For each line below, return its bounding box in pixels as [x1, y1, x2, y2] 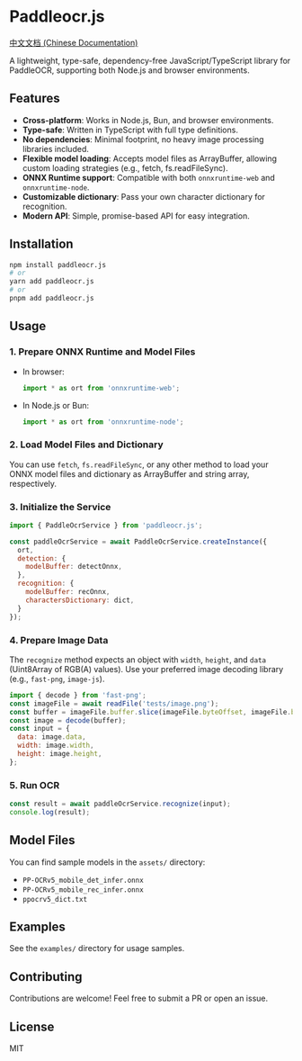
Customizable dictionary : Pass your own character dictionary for [22, 191, 265, 202]
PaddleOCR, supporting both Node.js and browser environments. [9, 65, 250, 76]
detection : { [17, 553, 67, 563]
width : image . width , [17, 741, 94, 751]
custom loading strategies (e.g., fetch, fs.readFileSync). [22, 162, 228, 173]
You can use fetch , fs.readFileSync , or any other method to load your [9, 459, 269, 470]
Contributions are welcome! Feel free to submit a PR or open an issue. [9, 993, 268, 1004]
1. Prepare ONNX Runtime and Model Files [9, 346, 196, 358]
